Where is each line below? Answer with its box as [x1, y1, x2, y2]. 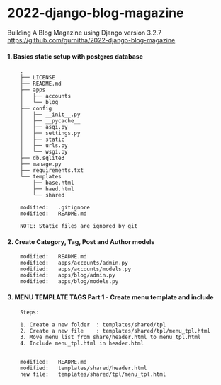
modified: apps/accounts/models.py [20, 265, 132, 273]
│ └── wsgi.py [20, 149, 69, 156]
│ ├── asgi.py [20, 124, 69, 131]
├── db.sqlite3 [20, 154, 65, 162]
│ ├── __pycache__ [20, 117, 81, 125]
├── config [20, 105, 52, 113]
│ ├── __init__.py [20, 111, 81, 118]
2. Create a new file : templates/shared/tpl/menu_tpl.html [20, 327, 211, 334]
